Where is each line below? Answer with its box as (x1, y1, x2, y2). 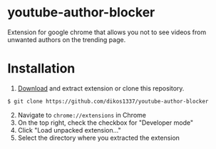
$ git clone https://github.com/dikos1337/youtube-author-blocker (7, 98, 209, 105)
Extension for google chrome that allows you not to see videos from (7, 28, 207, 36)
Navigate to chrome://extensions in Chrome (17, 111, 146, 119)
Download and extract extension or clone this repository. (17, 83, 185, 93)
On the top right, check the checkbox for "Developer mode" (17, 118, 194, 127)
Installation (7, 61, 76, 77)
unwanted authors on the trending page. (7, 35, 126, 43)
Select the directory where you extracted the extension (17, 133, 180, 142)
